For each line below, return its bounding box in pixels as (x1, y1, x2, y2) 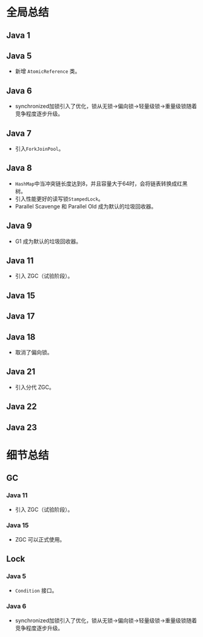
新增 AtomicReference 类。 (15, 67, 81, 75)
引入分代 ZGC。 (15, 384, 55, 391)
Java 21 (6, 367, 35, 377)
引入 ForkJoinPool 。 (15, 145, 64, 153)
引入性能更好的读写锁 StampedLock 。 (15, 195, 104, 202)
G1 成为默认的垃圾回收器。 (15, 238, 82, 245)
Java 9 (6, 221, 32, 231)
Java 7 (6, 128, 32, 139)
